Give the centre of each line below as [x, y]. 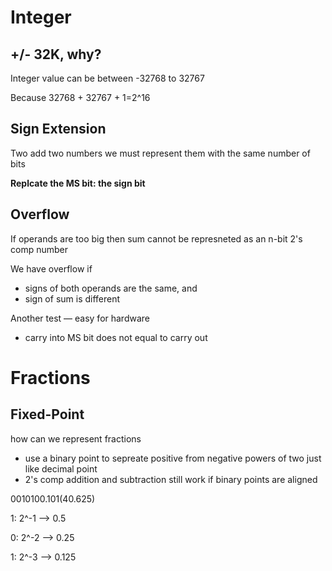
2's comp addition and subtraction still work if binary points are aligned [171, 479]
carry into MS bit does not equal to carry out [116, 337]
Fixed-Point [47, 414]
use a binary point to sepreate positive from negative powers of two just [173, 458]
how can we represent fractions [76, 438]
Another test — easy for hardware [80, 318]
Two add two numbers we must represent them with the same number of [160, 153]
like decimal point [61, 468]
